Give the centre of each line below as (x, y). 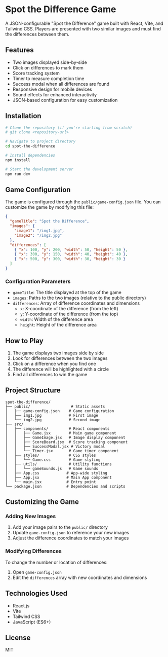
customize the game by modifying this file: (50, 207)
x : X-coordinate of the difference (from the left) (69, 309)
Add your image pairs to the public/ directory (60, 527)
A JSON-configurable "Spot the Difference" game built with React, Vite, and (84, 23)
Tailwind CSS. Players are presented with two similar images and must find (83, 28)
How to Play (25, 341)
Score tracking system (36, 73)
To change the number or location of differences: (56, 562)
